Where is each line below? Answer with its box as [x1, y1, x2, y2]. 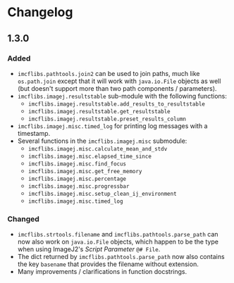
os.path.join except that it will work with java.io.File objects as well [17, 77, 221, 85]
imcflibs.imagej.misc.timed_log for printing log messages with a [17, 121, 208, 130]
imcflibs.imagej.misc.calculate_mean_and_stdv [27, 145, 168, 152]
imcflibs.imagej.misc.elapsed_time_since [27, 153, 152, 160]
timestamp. [17, 129, 51, 137]
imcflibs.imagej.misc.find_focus [27, 160, 127, 168]
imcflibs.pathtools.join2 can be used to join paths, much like [17, 69, 200, 77]
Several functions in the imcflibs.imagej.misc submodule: [17, 137, 187, 145]
